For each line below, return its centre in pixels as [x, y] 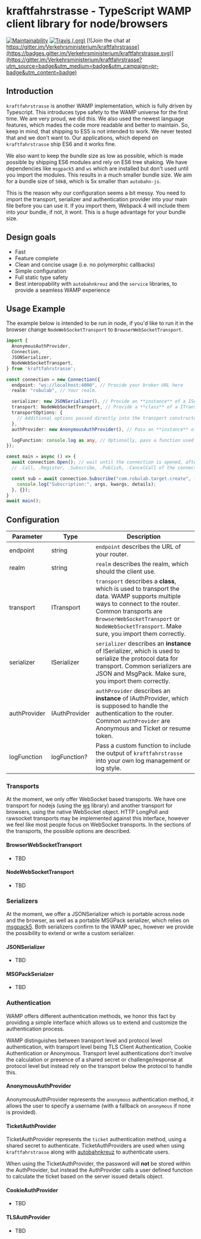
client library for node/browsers [87, 24]
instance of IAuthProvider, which [142, 698]
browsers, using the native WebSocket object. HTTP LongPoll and [87, 812]
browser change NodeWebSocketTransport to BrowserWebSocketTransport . [95, 330]
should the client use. [126, 572]
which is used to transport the [137, 589]
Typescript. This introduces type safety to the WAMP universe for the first [97, 112]
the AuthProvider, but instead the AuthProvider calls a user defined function [100, 1170]
